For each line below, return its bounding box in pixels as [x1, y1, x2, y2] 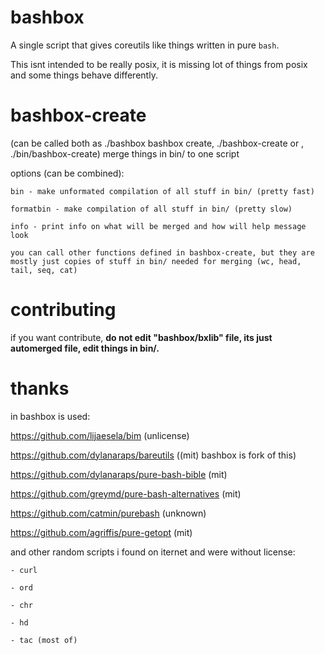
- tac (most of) [10, 635, 78, 645]
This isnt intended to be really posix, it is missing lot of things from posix [10, 58, 308, 70]
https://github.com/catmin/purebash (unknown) [10, 507, 207, 519]
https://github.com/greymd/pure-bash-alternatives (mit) [10, 487, 242, 500]
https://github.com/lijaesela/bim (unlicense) [10, 429, 190, 441]
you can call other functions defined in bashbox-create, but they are [10, 247, 315, 258]
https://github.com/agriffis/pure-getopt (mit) [10, 526, 193, 538]
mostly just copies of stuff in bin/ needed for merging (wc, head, [10, 256, 302, 266]
